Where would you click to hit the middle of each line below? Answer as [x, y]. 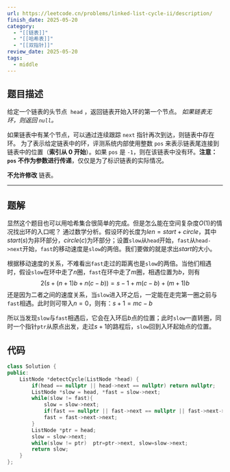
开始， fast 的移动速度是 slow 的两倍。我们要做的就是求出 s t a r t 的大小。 [119, 249]
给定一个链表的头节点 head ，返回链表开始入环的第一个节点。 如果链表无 [110, 112]
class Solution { [32, 367]
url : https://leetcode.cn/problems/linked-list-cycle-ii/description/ [110, 13]
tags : [15, 58]
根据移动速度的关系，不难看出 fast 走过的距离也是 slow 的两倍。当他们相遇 [110, 263]
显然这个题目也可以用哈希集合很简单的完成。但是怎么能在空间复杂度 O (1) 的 [112, 223]
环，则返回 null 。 [32, 120]
